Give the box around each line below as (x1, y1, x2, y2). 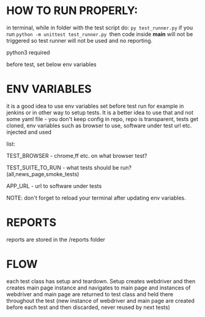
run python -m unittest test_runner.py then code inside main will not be (6, 30, 193, 37)
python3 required (6, 48, 50, 56)
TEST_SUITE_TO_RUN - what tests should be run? (6, 163, 132, 171)
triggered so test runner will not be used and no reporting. (6, 37, 153, 44)
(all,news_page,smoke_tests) (6, 170, 80, 177)
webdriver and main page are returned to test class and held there (6, 290, 173, 297)
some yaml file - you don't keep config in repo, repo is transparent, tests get (6, 115, 199, 122)
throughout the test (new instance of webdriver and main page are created (6, 297, 195, 304)
